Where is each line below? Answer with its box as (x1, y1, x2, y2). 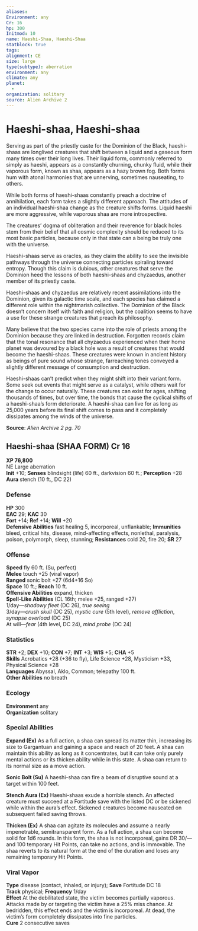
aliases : (6, 8, 28, 15)
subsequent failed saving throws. (6, 810, 87, 817)
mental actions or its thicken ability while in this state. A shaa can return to (6, 755, 187, 763)
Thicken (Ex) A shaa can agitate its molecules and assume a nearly (6, 822, 170, 829)
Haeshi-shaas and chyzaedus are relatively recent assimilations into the (6, 289, 181, 296)
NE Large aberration (6, 463, 56, 470)
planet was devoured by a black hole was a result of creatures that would (6, 345, 184, 352)
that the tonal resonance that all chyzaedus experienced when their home (6, 338, 186, 345)
